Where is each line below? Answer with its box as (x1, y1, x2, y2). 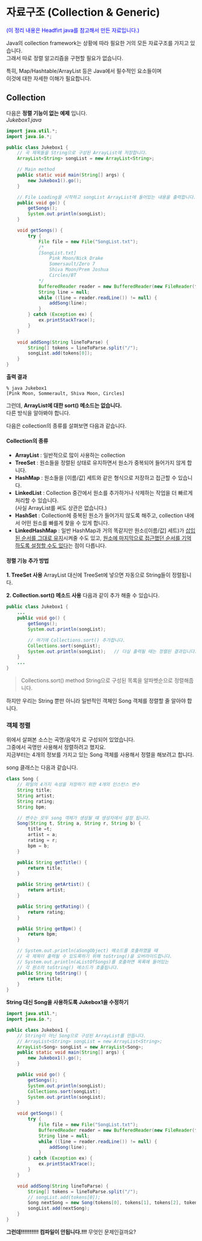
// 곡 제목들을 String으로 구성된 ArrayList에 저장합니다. (17, 150, 148, 156)
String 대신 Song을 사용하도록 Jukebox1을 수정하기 (6, 999, 129, 1006)
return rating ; (28, 909, 66, 915)
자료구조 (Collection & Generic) (6, 5, 161, 19)
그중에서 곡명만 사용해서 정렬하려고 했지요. (6, 744, 106, 751)
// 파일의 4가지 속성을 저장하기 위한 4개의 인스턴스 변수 (17, 782, 140, 788)
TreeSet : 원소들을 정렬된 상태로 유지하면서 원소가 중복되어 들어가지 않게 (14, 459, 186, 467)
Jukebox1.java (6, 116, 42, 124)
